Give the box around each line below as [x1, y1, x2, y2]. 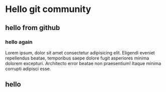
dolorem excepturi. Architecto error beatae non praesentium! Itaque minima [5, 60, 161, 66]
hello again [5, 38, 33, 45]
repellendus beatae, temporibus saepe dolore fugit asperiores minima [5, 55, 149, 61]
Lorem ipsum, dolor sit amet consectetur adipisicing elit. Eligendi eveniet [5, 49, 155, 55]
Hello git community [5, 3, 91, 15]
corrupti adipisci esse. [5, 65, 51, 71]
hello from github [5, 23, 60, 32]
